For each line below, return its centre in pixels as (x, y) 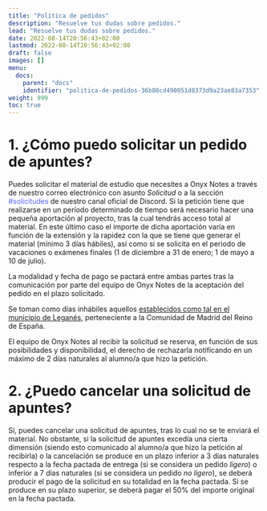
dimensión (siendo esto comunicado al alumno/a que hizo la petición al (125, 447)
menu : (17, 68)
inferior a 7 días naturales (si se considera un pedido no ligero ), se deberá (130, 473)
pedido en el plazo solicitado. (57, 294)
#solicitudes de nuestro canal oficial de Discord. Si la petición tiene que (126, 201)
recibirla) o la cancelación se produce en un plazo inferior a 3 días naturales (134, 456)
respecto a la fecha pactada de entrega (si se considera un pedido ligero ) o (133, 464)
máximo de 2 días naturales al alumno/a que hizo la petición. (108, 359)
